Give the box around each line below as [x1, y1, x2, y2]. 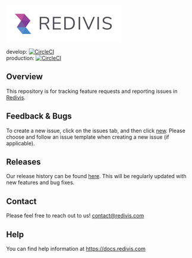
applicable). [6, 139, 35, 147]
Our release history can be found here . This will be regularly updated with [6, 173, 187, 180]
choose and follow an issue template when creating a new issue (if [6, 133, 169, 141]
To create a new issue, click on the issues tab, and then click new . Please [6, 127, 185, 134]
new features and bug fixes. [6, 179, 75, 186]
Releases [6, 157, 41, 167]
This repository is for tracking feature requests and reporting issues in [6, 88, 178, 95]
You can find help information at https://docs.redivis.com [6, 245, 146, 253]
